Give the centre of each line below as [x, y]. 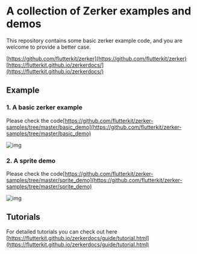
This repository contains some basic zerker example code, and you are [94, 40]
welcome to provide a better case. [49, 47]
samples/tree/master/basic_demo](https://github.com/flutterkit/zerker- [94, 127]
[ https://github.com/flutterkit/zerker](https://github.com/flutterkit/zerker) [96, 58]
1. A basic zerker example [44, 108]
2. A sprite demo [31, 161]
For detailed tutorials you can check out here [62, 231]
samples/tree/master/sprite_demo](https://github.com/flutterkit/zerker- [94, 180]
